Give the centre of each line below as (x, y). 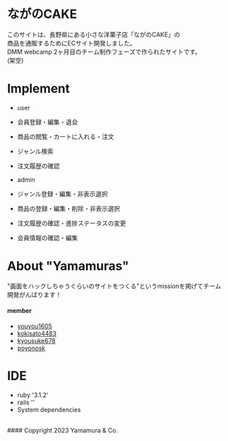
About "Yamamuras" (68, 266)
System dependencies (49, 409)
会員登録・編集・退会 (47, 122)
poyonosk (31, 348)
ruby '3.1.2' (33, 395)
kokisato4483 (37, 334)
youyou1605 (34, 326)
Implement (39, 89)
